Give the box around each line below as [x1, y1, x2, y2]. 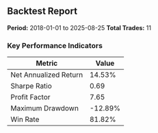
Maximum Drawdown [10, 104, 79, 113]
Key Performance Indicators [7, 40, 103, 50]
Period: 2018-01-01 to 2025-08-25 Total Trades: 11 [7, 23, 152, 32]
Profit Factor [10, 93, 51, 102]
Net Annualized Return [10, 70, 83, 80]
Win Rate [10, 114, 40, 124]
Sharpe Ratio [10, 82, 53, 91]
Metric [36, 58, 58, 68]
